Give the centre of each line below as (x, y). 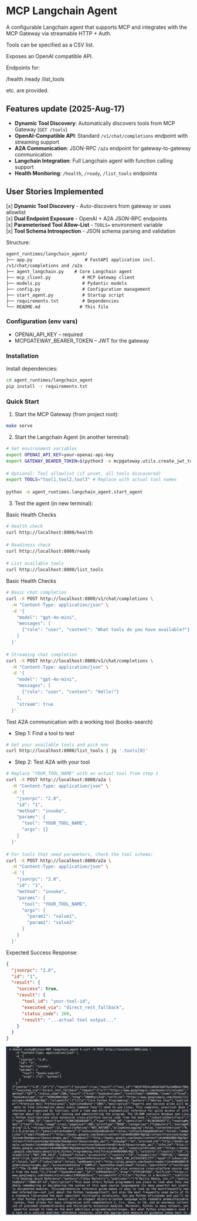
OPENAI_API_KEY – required (49, 334)
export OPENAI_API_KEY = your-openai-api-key (60, 454)
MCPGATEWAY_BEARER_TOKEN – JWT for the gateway (82, 340)
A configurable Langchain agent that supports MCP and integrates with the (97, 27)
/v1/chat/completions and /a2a (44, 266)
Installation (23, 356)
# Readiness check (28, 545)
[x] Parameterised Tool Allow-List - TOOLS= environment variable (84, 224)
